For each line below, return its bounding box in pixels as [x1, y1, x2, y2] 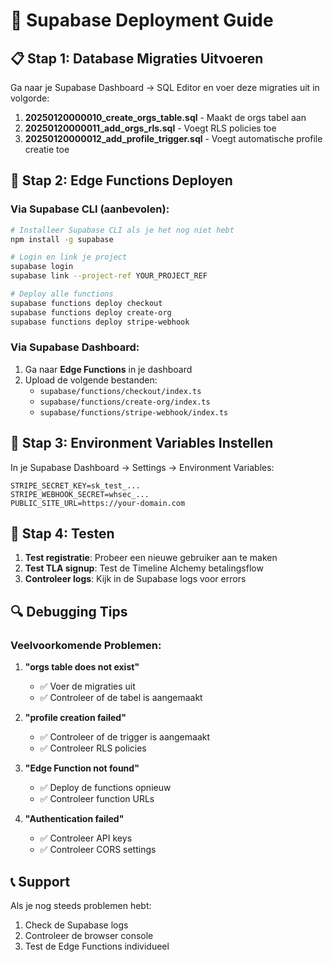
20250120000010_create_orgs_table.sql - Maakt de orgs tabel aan [24, 112, 307, 123]
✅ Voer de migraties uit [39, 680, 136, 693]
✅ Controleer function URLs [39, 793, 155, 805]
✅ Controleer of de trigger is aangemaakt [39, 731, 211, 743]
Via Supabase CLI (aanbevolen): [10, 202, 170, 216]
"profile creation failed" [24, 712, 127, 724]
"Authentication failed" [24, 813, 125, 825]
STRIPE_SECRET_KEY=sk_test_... [10, 480, 141, 491]
